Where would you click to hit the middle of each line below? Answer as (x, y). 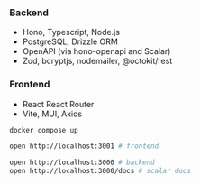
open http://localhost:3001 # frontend (84, 146)
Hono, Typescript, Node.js (71, 32)
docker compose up (44, 130)
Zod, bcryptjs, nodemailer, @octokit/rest (97, 61)
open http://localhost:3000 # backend (82, 163)
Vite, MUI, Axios (52, 114)
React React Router (58, 104)
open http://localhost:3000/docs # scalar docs (100, 171)
